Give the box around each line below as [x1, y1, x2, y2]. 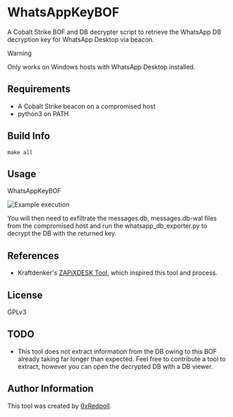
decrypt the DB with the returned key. [7, 229, 116, 238]
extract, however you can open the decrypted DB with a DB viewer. [17, 362, 213, 370]
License [7, 289, 43, 301]
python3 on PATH [17, 109, 69, 118]
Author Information [7, 383, 94, 395]
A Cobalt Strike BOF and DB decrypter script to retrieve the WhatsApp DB [7, 28, 222, 36]
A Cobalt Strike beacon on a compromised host [17, 102, 156, 110]
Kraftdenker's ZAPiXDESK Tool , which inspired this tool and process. [17, 268, 217, 277]
